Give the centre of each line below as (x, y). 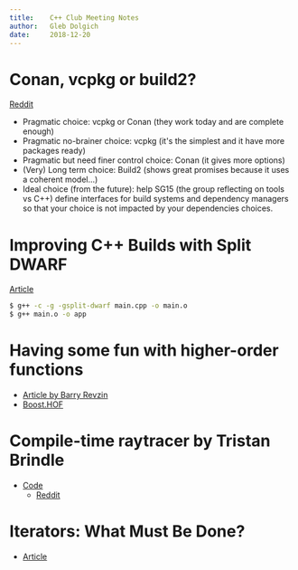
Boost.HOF (43, 404)
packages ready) (54, 151)
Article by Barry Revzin (65, 394)
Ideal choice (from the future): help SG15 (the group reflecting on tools (153, 189)
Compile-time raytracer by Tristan (140, 441)
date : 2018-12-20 (50, 34)
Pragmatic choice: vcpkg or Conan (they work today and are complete (153, 122)
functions (47, 370)
